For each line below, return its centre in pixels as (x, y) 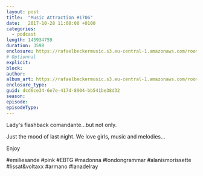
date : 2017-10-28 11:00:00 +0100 (51, 23)
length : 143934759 (29, 40)
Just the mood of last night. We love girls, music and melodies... (86, 136)
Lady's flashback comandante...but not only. (62, 125)
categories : (21, 29)
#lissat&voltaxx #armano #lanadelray (52, 166)
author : (16, 74)
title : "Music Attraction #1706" (50, 18)
